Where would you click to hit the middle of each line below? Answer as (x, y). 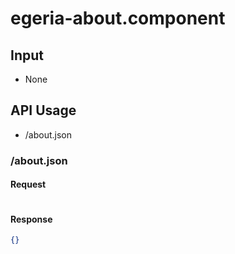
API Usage (43, 110)
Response (31, 219)
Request (28, 184)
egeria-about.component (118, 18)
